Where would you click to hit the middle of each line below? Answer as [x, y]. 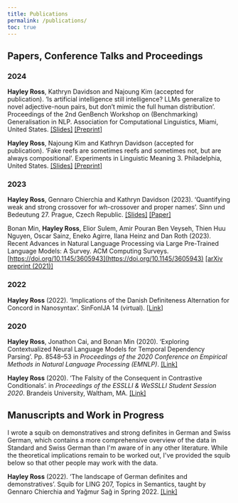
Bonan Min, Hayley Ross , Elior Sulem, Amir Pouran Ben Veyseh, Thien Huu [117, 229]
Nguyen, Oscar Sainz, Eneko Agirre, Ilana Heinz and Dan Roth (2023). [109, 236]
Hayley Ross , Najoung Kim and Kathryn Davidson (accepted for [101, 144]
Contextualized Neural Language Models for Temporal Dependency [106, 349]
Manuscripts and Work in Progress [86, 415]
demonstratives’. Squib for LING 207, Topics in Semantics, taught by [107, 484]
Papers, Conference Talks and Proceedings [105, 56]
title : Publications [38, 14]
